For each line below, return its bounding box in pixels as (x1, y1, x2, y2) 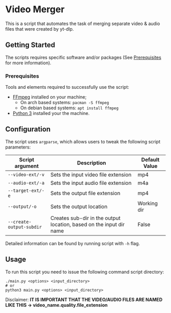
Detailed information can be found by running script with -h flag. (5, 240, 140, 246)
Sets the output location (50, 203, 108, 210)
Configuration (5, 125, 51, 134)
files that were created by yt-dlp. (5, 26, 74, 32)
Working (137, 200, 158, 207)
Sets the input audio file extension (50, 179, 132, 186)
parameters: (5, 144, 31, 150)
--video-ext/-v (8, 172, 45, 177)
